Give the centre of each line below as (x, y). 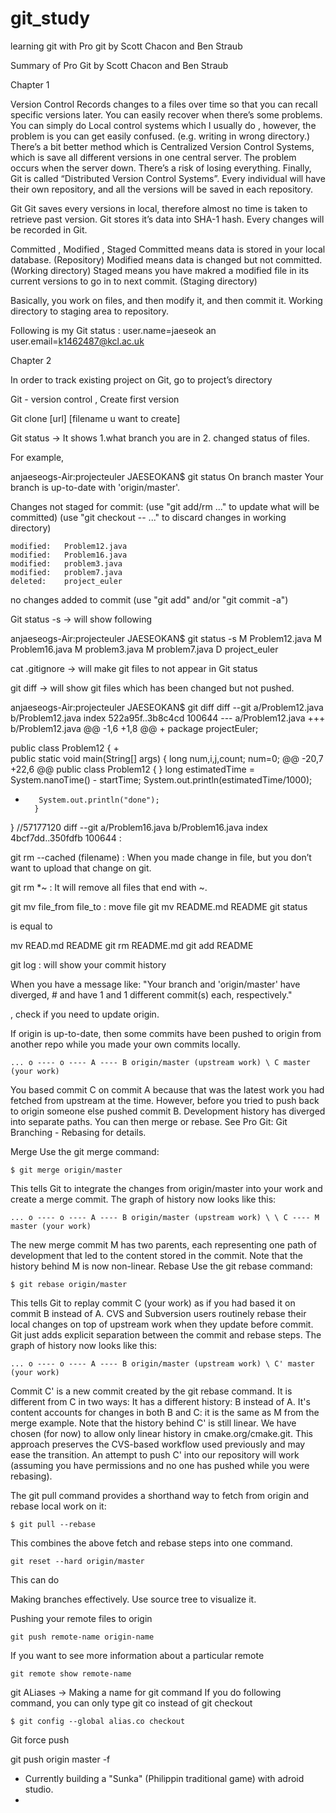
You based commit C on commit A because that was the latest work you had (167, 1089)
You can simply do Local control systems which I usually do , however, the (163, 125)
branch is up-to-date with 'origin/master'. (95, 487)
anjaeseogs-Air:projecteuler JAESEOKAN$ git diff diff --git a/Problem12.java (167, 707)
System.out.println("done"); (99, 800)
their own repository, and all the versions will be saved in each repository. (161, 189)
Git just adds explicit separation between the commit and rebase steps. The (166, 1334)
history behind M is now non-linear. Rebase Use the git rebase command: (161, 1266)
